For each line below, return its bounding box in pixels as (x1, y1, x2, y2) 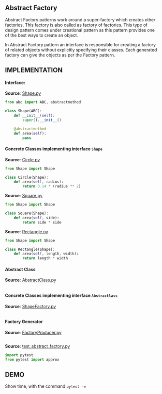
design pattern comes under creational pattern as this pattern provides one (5, 27, 155, 33)
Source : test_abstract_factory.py (5, 343, 70, 349)
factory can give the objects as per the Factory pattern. (5, 52, 115, 58)
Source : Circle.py (5, 156, 40, 162)
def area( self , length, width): (14, 251, 79, 257)
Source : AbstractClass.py (5, 277, 57, 283)
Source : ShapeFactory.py (5, 303, 56, 309)
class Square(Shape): (5, 211, 49, 216)
